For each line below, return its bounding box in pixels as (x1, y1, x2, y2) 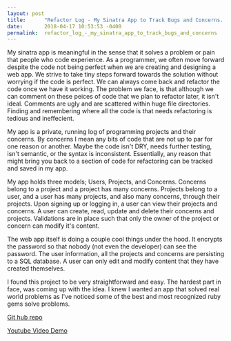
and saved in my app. (7, 164, 68, 173)
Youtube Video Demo (7, 327, 68, 335)
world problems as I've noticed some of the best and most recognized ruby (7, 293, 221, 301)
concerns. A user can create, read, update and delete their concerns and (7, 207, 214, 215)
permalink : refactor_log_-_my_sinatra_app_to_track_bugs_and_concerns (7, 29, 217, 37)
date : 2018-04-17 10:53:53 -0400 (7, 23, 122, 30)
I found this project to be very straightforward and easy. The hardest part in (7, 277, 221, 286)
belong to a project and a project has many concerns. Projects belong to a (7, 185, 218, 193)
